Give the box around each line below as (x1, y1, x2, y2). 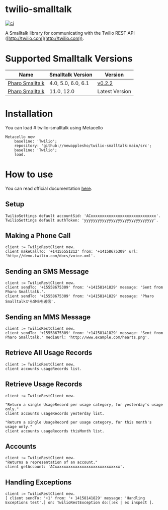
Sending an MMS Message (5, 313, 91, 321)
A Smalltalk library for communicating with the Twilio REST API (5, 30, 135, 36)
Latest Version (97, 88, 132, 95)
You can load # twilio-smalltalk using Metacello (5, 124, 103, 130)
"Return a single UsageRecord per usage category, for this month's (5, 419, 152, 425)
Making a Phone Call (5, 231, 71, 240)
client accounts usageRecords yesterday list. (5, 411, 105, 416)
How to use (5, 169, 53, 180)
